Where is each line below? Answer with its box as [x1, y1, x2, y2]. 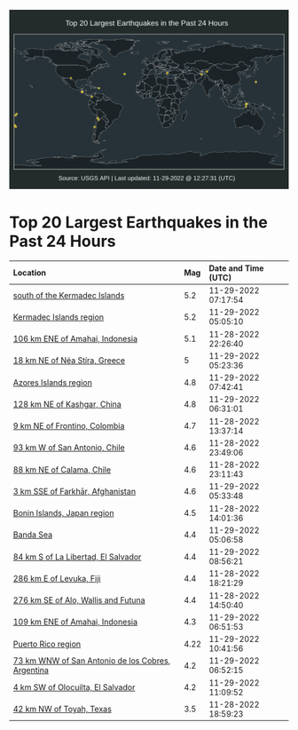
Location [12, 267, 47, 278]
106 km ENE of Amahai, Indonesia [12, 334, 138, 345]
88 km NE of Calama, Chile [12, 464, 112, 475]
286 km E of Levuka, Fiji [12, 573, 101, 583]
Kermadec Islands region [12, 312, 105, 322]
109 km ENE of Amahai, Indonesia [12, 616, 138, 627]
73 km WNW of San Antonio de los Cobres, [12, 655, 171, 666]
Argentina [12, 665, 49, 676]
